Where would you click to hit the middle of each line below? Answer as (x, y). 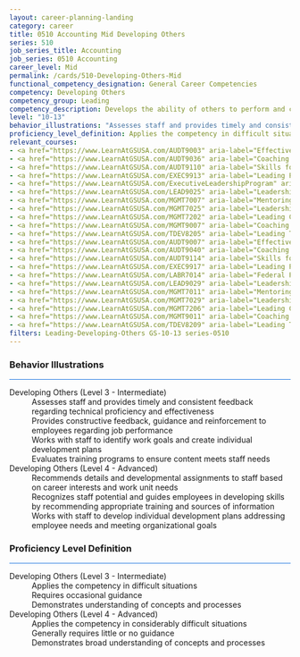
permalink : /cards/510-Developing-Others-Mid (95, 76)
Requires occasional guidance (87, 595)
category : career (42, 26)
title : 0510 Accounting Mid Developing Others (97, 34)
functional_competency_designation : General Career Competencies (133, 84)
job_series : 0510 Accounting (63, 59)
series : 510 (31, 42)
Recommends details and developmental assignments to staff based (157, 478)
